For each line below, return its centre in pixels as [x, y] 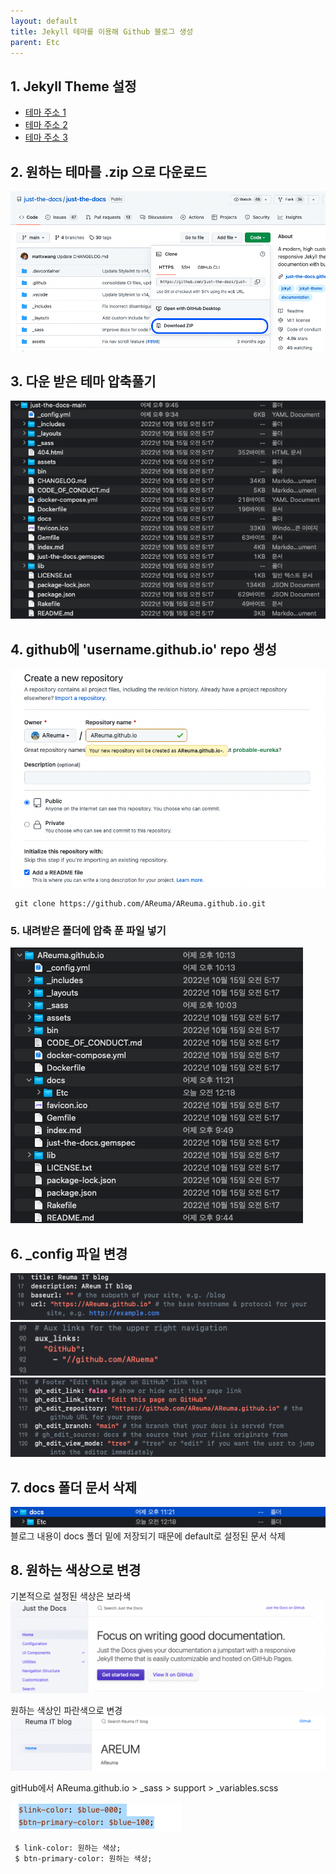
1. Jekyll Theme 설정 [73, 86]
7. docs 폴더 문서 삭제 [74, 1487]
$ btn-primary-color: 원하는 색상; [83, 1859]
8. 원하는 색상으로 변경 [76, 1570]
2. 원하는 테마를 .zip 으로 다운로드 [109, 171]
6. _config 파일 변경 [69, 1253]
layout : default [44, 21]
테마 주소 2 [46, 125]
